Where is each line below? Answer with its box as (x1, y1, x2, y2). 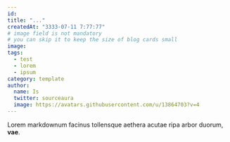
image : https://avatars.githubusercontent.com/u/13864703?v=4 (13, 101, 200, 108)
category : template (7, 75, 65, 83)
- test (13, 56, 33, 63)
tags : (7, 50, 23, 57)
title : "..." (7, 17, 46, 24)
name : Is (13, 88, 39, 95)
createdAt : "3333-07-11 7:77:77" (7, 23, 106, 30)
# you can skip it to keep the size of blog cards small (7, 36, 178, 43)
